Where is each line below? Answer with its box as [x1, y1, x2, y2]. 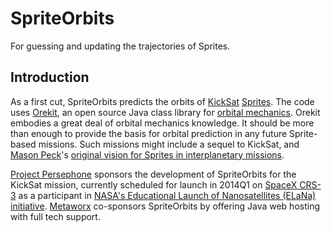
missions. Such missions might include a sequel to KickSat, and [38, 138, 300, 150]
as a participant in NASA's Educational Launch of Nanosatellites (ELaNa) [18, 189, 317, 201]
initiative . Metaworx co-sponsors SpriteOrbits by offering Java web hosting [10, 200, 321, 212]
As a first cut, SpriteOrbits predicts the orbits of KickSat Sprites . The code [10, 95, 315, 107]
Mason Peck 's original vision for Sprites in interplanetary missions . [10, 148, 285, 161]
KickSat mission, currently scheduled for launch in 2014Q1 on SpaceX [10, 178, 298, 191]
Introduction [10, 69, 90, 86]
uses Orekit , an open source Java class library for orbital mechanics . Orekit [10, 106, 321, 118]
